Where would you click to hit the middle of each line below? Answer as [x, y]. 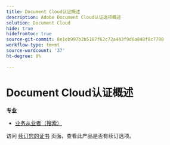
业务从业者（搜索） [38, 123]
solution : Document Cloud [38, 23]
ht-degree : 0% [24, 56]
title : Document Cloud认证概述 [43, 12]
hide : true [20, 28]
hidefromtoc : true [29, 34]
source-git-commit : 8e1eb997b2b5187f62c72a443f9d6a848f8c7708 [85, 39]
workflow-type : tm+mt [33, 45]
